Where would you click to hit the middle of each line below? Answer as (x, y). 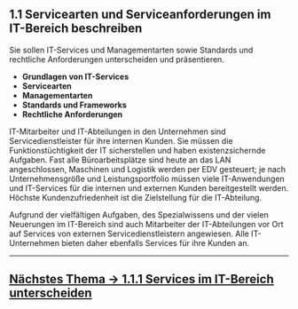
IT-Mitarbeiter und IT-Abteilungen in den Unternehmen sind (118, 131)
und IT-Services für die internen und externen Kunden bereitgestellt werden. (149, 188)
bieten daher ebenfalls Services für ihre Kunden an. (156, 242)
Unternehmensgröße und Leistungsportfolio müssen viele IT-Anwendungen (147, 178)
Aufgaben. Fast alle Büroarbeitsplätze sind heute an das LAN (120, 160)
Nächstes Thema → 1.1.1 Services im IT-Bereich (141, 279)
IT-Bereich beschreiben (76, 29)
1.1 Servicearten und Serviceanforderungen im (140, 15)
